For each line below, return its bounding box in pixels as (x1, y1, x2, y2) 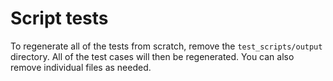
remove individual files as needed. (10, 61, 152, 73)
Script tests (10, 7, 109, 30)
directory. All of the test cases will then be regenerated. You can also (10, 50, 295, 62)
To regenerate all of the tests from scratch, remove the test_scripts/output (10, 40, 323, 52)
